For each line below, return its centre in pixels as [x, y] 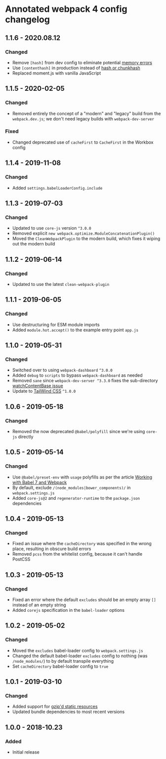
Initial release [26, 752]
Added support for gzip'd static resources [55, 707]
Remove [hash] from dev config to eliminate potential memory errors [82, 62]
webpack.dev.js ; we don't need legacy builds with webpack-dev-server [83, 119]
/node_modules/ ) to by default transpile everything [63, 661]
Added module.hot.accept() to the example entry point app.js [75, 330]
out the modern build [34, 244]
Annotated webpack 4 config [66, 9]
